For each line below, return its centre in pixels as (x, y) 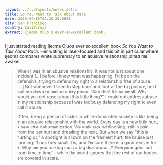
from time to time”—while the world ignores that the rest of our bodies (87, 153)
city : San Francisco (26, 23)
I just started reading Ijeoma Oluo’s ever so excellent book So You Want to (79, 46)
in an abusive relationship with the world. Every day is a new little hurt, (87, 122)
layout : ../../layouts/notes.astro (41, 9)
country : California (26, 28)
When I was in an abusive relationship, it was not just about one (81, 71)
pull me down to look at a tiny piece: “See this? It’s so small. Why (82, 92)
